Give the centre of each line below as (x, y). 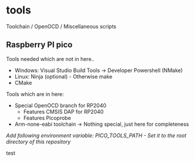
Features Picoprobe (47, 118)
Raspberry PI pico (39, 45)
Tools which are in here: (35, 94)
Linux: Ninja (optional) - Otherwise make (63, 76)
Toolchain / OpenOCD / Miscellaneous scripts (61, 26)
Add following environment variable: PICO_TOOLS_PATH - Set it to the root (96, 135)
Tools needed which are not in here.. (51, 59)
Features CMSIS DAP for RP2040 (63, 111)
